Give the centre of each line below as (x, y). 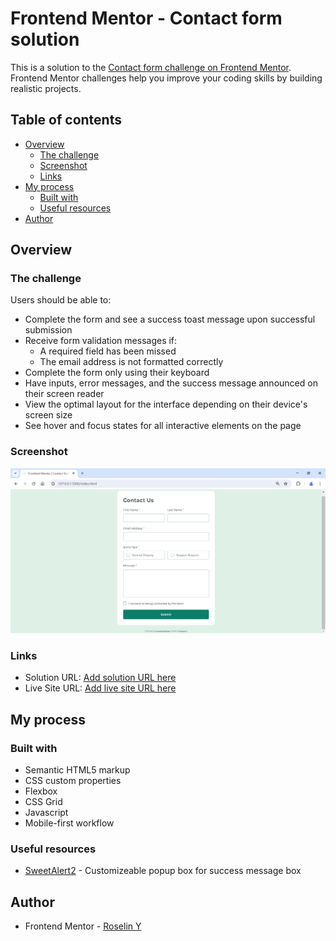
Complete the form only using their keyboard (117, 373)
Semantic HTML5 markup (77, 770)
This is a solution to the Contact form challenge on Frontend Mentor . (151, 67)
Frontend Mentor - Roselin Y (83, 926)
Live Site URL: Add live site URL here (100, 688)
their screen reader (64, 394)
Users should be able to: (61, 300)
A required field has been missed (108, 351)
